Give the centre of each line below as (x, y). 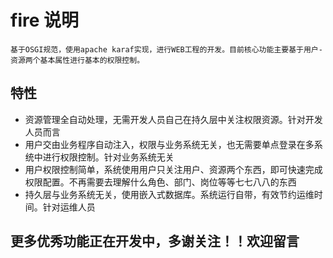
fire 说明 (44, 20)
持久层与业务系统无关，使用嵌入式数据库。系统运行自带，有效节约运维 (169, 194)
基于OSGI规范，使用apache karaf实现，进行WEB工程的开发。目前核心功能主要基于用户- (166, 49)
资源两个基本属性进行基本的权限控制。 (77, 60)
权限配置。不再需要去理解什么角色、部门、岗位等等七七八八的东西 (160, 182)
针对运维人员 (69, 207)
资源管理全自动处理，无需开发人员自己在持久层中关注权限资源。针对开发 (173, 119)
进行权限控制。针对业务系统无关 (108, 157)
